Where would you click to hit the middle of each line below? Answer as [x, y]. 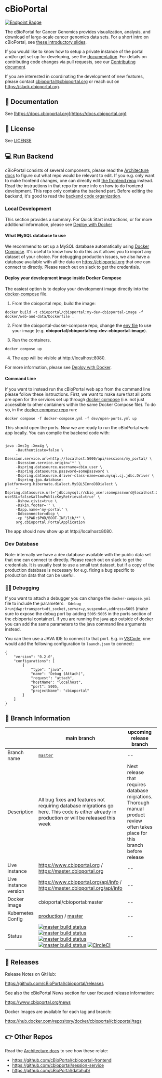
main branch [81, 738]
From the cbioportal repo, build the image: [54, 304]
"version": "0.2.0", [34, 657]
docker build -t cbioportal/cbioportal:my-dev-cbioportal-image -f [74, 312]
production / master [61, 916]
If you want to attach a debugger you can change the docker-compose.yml [78, 598]
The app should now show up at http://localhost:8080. [59, 531]
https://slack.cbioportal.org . [33, 86]
